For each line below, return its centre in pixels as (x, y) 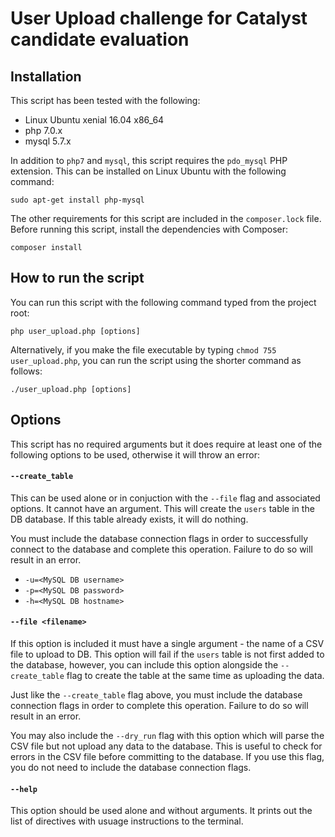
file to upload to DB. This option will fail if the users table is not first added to (167, 654)
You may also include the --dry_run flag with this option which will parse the (167, 736)
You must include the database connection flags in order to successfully (159, 538)
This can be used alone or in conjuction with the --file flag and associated (165, 498)
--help (24, 789)
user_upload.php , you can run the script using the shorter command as (156, 360)
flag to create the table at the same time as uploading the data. (195, 676)
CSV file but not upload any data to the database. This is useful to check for (166, 746)
